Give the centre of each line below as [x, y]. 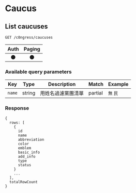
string [29, 93]
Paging [32, 49]
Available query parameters [38, 72]
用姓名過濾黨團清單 [62, 94]
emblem [24, 148]
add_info [27, 156]
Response [17, 108]
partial [96, 93]
